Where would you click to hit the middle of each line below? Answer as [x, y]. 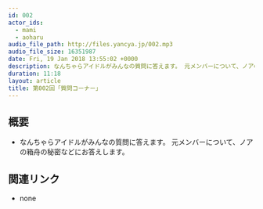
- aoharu [29, 37]
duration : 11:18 [34, 74]
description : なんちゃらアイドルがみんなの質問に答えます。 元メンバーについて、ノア [131, 67]
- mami [26, 30]
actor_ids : [26, 23]
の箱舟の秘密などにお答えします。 [74, 152]
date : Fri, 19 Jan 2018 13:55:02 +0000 [73, 59]
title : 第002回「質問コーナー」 [55, 88]
